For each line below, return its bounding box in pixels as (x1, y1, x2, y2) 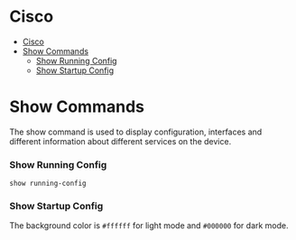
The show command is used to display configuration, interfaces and (9, 126, 263, 137)
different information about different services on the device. (9, 135, 232, 146)
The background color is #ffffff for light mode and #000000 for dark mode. (9, 220, 289, 231)
